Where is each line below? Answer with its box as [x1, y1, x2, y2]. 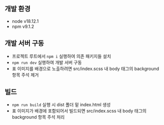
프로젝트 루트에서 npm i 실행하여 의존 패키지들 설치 [11, 53, 111, 59]
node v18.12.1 [11, 18, 39, 24]
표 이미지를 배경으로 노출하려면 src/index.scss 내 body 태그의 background [11, 65, 160, 71]
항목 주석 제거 [11, 71, 39, 78]
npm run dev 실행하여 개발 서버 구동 [11, 59, 82, 65]
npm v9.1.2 [11, 23, 34, 29]
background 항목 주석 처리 [11, 114, 65, 120]
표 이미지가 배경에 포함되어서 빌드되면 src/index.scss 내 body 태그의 [11, 108, 147, 114]
